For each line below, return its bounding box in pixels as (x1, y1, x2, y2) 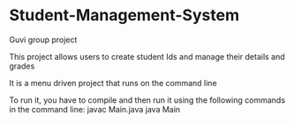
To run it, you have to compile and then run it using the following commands (9, 94, 285, 105)
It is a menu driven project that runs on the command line (9, 77, 218, 88)
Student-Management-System (9, 5, 240, 25)
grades (9, 61, 35, 71)
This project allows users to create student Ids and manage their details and (9, 51, 285, 61)
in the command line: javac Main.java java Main (9, 104, 181, 114)
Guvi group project (9, 34, 78, 45)
